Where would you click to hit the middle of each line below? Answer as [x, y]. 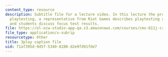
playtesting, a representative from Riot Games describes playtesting [85, 19]
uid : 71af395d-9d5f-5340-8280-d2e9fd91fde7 [51, 47]
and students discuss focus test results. [54, 24]
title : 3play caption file [33, 42]
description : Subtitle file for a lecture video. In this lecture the [80, 14]
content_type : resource [30, 10]
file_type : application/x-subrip [40, 33]
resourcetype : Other [27, 38]
